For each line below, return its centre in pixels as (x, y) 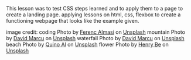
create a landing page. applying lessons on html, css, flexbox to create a (93, 15)
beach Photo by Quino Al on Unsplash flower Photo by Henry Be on (87, 44)
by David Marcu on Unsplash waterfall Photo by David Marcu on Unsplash (95, 38)
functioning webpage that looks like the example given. (73, 21)
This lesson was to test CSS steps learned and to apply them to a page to (95, 8)
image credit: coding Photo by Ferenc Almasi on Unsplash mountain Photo (96, 32)
